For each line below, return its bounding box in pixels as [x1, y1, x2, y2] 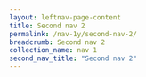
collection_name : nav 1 [9, 46, 98, 55]
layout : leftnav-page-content [9, 12, 122, 22]
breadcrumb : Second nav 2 [9, 37, 105, 47]
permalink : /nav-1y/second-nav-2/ [9, 29, 138, 38]
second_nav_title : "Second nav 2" [9, 54, 138, 63]
